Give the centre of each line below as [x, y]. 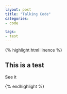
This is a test [25, 65]
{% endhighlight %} [25, 86]
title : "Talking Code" [28, 14]
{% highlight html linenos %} [33, 50]
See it [11, 77]
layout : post [18, 9]
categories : [17, 18]
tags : [10, 32]
